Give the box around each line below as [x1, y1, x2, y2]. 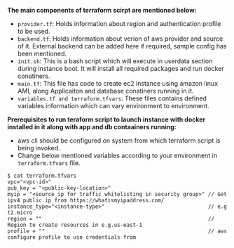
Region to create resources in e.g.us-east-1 [7, 221, 142, 228]
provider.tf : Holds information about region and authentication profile [17, 20, 221, 27]
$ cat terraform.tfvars [7, 172, 77, 179]
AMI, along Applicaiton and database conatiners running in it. [17, 87, 194, 95]
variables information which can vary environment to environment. [17, 102, 209, 110]
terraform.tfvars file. [17, 159, 81, 167]
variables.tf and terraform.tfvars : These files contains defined [17, 94, 207, 103]
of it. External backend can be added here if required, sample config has [17, 42, 227, 50]
